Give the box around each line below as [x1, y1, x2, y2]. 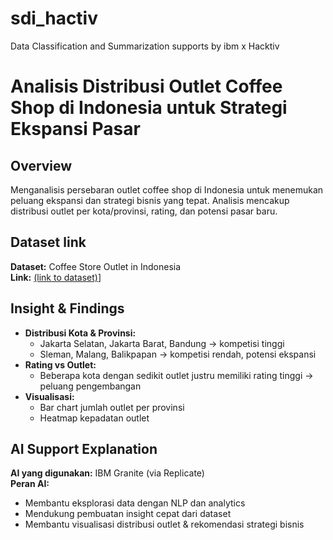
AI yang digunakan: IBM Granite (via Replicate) [10, 467, 205, 479]
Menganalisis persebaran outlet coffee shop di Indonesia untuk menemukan [10, 183, 324, 196]
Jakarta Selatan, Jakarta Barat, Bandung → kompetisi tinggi [39, 337, 285, 349]
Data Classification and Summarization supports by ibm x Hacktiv [10, 40, 280, 52]
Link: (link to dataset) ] [10, 271, 102, 283]
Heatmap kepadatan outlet [39, 412, 150, 424]
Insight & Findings [10, 300, 125, 317]
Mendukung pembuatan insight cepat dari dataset [24, 508, 232, 520]
